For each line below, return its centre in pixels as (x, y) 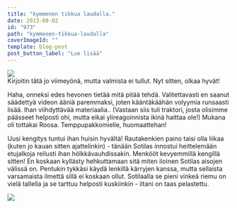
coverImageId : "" (33, 40)
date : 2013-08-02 (33, 21)
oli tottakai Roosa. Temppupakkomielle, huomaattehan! (87, 124)
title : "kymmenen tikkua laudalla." (61, 14)
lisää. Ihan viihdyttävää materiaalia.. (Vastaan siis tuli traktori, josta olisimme (118, 109)
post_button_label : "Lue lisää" (55, 54)
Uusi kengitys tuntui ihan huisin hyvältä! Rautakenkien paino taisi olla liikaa (116, 138)
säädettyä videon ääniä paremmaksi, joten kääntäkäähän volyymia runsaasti (118, 102)
